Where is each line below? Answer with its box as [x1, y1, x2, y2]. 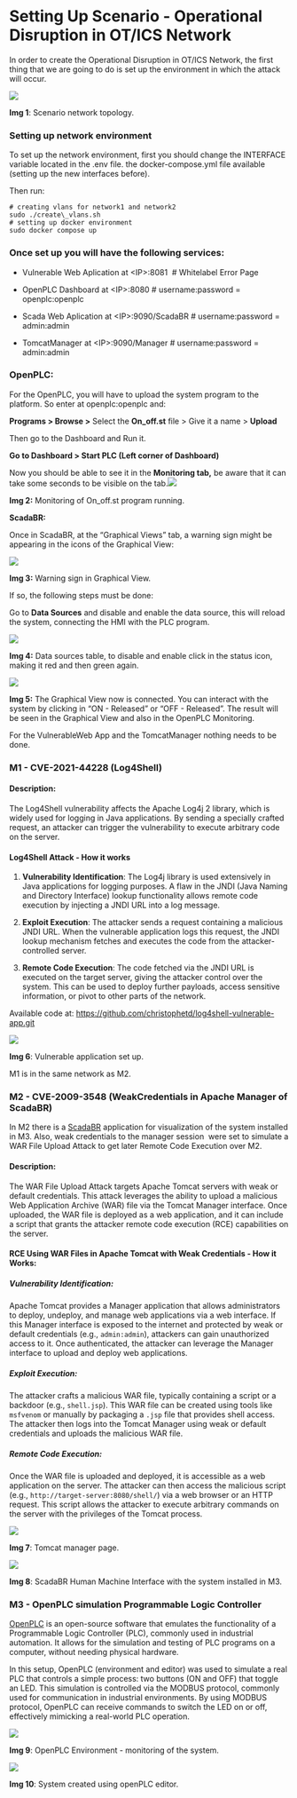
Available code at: [9, 1008, 74, 1018]
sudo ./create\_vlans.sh [9, 210, 101, 219]
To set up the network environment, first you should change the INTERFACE [9, 149, 286, 161]
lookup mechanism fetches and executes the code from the [21, 936, 240, 947]
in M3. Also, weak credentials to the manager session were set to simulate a [9, 1131, 289, 1142]
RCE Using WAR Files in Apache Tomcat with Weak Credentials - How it [9, 1248, 277, 1259]
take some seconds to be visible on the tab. [9, 478, 168, 488]
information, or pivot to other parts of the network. [21, 991, 207, 1002]
